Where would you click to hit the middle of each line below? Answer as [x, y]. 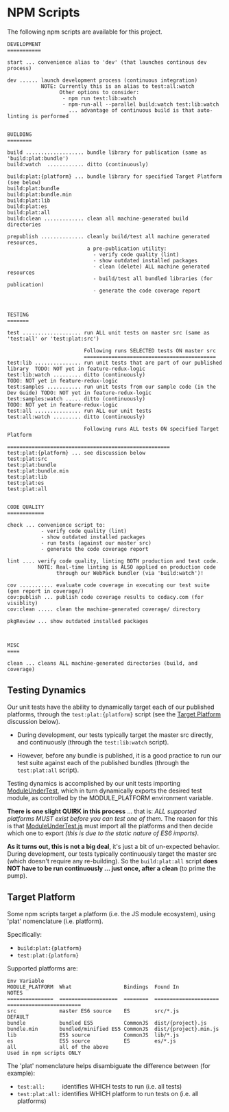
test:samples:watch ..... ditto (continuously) [76, 399]
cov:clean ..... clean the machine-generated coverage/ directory [104, 609]
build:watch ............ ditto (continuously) [78, 164]
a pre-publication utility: [127, 249]
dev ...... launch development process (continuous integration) [102, 80]
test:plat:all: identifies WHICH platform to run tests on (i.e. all [108, 1093]
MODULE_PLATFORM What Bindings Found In [93, 987]
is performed [50, 116]
